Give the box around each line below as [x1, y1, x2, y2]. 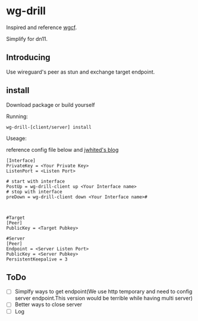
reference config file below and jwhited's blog [6, 146, 119, 153]
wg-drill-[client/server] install [6, 124, 92, 130]
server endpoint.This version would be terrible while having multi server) [14, 295, 193, 302]
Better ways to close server [14, 301, 82, 308]
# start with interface [6, 178, 65, 185]
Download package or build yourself [6, 101, 95, 108]
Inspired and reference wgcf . [6, 24, 77, 31]
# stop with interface [6, 189, 62, 195]
